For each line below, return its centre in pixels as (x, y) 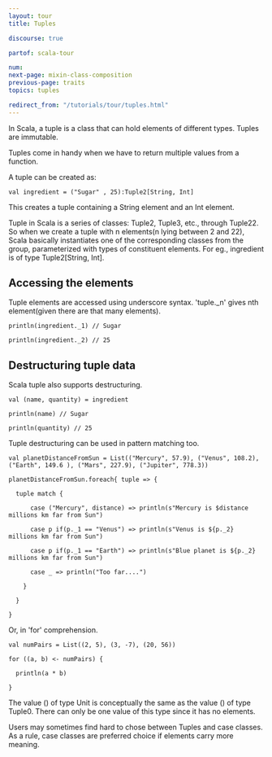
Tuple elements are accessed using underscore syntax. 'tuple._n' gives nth (134, 303)
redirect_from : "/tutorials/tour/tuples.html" (89, 105)
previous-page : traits (47, 83)
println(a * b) (41, 674)
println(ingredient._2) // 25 (60, 340)
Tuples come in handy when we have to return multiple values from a (124, 152)
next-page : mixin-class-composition (70, 75)
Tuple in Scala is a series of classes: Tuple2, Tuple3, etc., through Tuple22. (134, 223)
